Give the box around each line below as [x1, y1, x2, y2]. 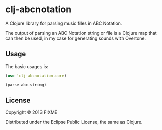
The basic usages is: [5, 63, 49, 69]
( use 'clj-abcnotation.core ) [5, 73, 67, 78]
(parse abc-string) [5, 82, 47, 87]
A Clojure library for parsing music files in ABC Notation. [5, 20, 123, 26]
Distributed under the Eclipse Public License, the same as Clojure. [5, 119, 143, 125]
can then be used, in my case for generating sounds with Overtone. [5, 35, 146, 41]
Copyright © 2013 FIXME [5, 109, 57, 115]
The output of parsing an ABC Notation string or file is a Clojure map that [5, 30, 157, 36]
